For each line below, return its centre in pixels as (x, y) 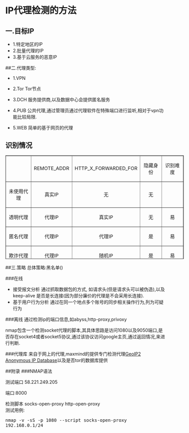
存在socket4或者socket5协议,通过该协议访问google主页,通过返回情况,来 (85, 336)
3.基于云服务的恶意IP (35, 57)
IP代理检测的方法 (41, 10)
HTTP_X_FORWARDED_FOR (106, 168)
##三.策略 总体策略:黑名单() (34, 267)
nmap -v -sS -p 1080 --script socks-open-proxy (66, 420)
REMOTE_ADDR (52, 168)
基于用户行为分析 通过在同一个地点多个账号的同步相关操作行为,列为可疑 (88, 302)
